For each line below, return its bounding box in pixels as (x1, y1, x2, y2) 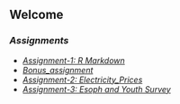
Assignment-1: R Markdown (22, 54, 126, 66)
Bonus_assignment (22, 64, 94, 75)
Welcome (9, 7, 64, 23)
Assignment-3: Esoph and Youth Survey (22, 83, 171, 94)
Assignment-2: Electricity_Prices (22, 74, 143, 85)
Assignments (9, 34, 69, 47)
